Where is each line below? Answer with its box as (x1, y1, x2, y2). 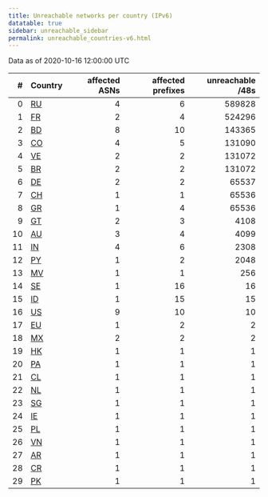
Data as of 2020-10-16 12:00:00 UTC (8, 56, 130, 66)
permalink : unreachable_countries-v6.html (8, 34, 152, 42)
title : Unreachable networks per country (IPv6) (8, 11, 173, 20)
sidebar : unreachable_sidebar (8, 26, 109, 34)
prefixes (152, 85, 185, 96)
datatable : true (8, 19, 62, 27)
